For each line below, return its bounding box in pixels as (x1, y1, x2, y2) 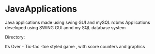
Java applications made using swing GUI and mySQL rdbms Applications (5, 19, 150, 25)
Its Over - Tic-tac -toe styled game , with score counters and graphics (5, 43, 145, 49)
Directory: (5, 34, 25, 40)
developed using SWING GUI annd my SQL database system (5, 24, 126, 30)
